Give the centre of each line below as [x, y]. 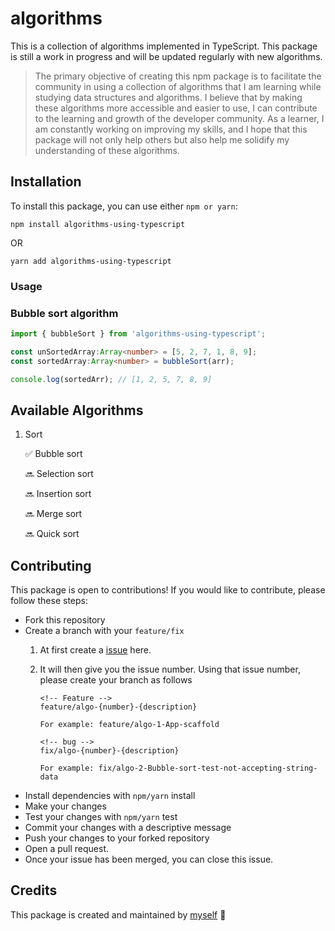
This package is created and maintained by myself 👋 [118, 914]
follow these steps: [49, 601]
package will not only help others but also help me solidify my [162, 139]
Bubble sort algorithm [64, 313]
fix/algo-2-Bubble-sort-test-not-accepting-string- [208, 768]
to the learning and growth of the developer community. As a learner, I [179, 118]
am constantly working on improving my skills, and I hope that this [171, 129]
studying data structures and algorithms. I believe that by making [168, 97]
